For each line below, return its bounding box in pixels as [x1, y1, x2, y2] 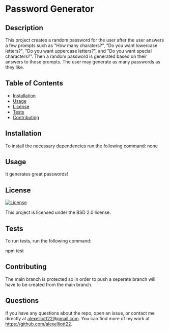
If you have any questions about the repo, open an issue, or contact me [5, 310, 155, 316]
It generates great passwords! [5, 171, 69, 177]
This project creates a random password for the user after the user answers [5, 37, 164, 43]
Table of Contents [5, 79, 64, 87]
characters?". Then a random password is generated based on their [5, 53, 147, 59]
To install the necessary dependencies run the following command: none [5, 143, 158, 149]
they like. [5, 64, 24, 70]
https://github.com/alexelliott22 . [5, 321, 73, 327]
